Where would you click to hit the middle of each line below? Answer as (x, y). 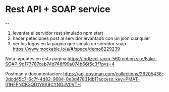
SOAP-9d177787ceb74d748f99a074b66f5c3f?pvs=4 (60, 64)
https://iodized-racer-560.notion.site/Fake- (112, 58)
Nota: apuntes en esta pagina (36, 58)
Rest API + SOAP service (58, 9)
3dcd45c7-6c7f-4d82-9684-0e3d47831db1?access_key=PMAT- (72, 79)
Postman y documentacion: (34, 73)
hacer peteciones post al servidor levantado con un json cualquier (81, 38)
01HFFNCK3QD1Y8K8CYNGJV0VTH (43, 84)
